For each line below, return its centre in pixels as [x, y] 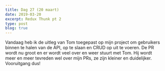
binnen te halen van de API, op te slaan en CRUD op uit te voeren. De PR [79, 48]
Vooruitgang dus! [23, 64]
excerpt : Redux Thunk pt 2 [33, 19]
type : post [16, 24]
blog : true [16, 28]
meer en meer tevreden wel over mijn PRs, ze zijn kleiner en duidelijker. [78, 58]
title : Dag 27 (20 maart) [32, 10]
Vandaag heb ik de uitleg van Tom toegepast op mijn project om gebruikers [82, 42]
